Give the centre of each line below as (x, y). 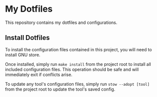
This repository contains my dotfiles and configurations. (61, 22)
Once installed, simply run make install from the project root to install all (78, 64)
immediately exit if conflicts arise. (39, 75)
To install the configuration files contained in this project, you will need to (78, 49)
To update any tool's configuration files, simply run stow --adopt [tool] (77, 84)
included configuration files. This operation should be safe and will (72, 69)
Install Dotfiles (28, 38)
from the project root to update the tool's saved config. (60, 89)
